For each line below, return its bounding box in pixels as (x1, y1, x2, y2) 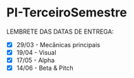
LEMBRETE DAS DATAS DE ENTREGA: (6, 27, 114, 36)
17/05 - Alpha (16, 56, 55, 64)
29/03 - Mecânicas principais (16, 40, 101, 49)
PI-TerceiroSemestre (6, 5, 128, 21)
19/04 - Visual (16, 49, 56, 56)
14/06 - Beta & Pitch (16, 64, 74, 73)
